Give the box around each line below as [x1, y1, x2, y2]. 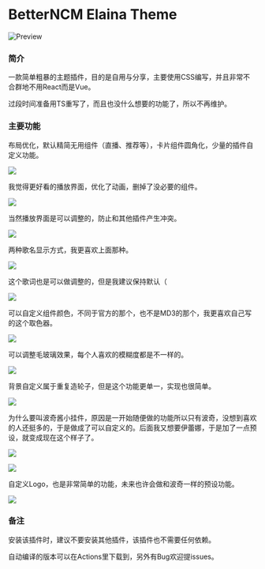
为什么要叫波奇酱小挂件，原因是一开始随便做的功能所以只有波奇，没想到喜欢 [8, 413, 257, 422]
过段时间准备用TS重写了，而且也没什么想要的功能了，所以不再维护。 [8, 99, 232, 108]
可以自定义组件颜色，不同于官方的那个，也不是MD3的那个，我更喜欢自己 [8, 308, 245, 318]
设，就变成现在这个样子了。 [8, 432, 99, 442]
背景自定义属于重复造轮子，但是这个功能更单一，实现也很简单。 [8, 381, 215, 390]
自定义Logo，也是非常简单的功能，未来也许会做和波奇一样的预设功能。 [8, 479, 239, 488]
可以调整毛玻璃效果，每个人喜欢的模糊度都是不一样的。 [8, 349, 188, 359]
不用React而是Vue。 [28, 82, 95, 92]
